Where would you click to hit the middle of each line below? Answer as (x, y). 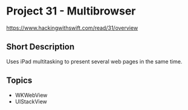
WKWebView (31, 95)
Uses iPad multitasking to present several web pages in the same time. (94, 61)
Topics (19, 81)
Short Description (41, 47)
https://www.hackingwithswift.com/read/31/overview (72, 28)
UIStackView (31, 102)
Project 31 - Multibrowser (71, 11)
